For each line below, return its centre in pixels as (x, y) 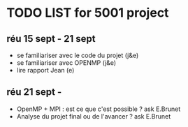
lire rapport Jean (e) (45, 70)
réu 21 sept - (34, 92)
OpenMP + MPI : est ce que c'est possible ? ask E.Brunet (99, 109)
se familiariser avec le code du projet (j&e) (78, 55)
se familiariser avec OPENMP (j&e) (66, 63)
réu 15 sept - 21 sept (51, 39)
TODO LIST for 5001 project (88, 13)
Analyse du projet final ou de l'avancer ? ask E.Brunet (94, 116)
